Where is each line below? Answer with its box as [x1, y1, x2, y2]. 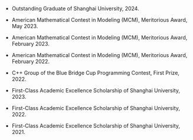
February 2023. [11, 41, 50, 47]
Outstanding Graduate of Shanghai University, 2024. [11, 5, 140, 12]
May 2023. [11, 23, 38, 29]
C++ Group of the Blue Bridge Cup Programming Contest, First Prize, [11, 69, 180, 76]
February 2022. [11, 58, 50, 65]
